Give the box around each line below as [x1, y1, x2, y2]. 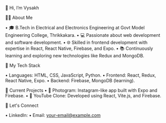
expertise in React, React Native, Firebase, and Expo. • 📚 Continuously [5, 45, 153, 51]
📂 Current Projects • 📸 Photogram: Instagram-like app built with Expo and [5, 87, 157, 93]
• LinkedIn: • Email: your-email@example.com [5, 112, 101, 118]
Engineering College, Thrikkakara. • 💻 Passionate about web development [5, 32, 160, 38]
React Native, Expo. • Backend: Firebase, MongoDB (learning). [5, 78, 135, 83]
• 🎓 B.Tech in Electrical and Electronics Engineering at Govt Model [5, 25, 145, 30]
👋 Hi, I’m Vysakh [5, 5, 39, 11]
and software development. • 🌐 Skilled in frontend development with [5, 39, 148, 45]
